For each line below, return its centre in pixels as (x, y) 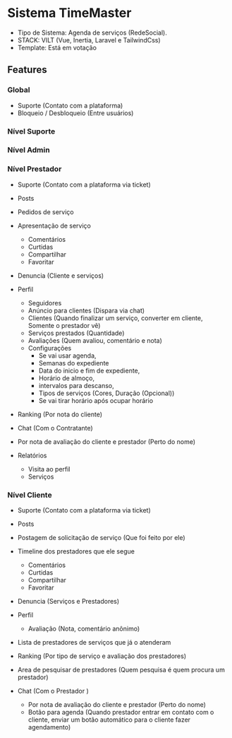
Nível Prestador (35, 169)
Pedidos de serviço (45, 212)
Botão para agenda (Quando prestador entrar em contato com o (121, 713)
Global (19, 90)
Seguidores (45, 303)
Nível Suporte (31, 131)
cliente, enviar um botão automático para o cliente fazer (109, 720)
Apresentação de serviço (54, 225)
